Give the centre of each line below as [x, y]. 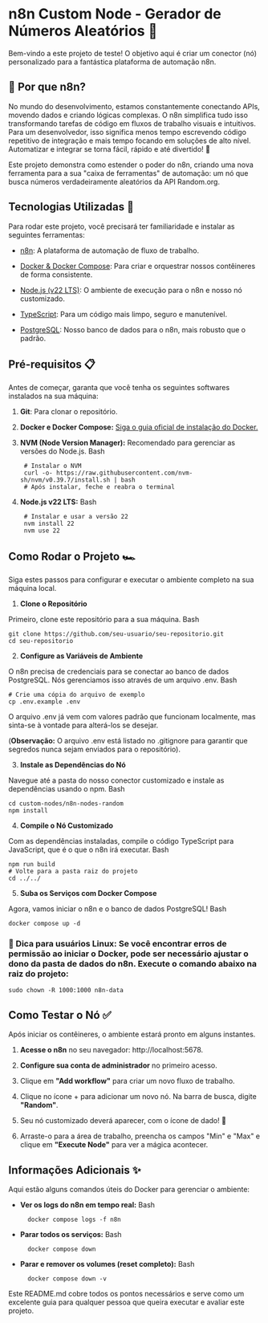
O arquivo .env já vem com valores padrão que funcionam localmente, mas [132, 717]
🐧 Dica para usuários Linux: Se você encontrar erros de [118, 944]
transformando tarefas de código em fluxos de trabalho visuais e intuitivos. [132, 123]
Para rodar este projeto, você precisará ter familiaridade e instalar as [122, 226]
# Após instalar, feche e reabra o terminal [99, 487]
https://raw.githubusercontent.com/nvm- [124, 473]
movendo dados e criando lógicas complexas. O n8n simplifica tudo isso [128, 115]
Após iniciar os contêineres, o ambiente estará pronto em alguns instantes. [132, 1034]
